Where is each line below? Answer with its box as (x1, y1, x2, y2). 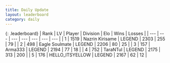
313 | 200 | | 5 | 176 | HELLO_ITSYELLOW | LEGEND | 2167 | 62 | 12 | (5, 52, 147, 58)
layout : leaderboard (5, 12, 49, 17)
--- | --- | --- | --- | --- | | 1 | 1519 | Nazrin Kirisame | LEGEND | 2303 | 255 (11, 36, 165, 42)
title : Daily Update (5, 7, 49, 13)
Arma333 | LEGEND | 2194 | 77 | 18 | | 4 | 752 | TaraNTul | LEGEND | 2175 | (5, 46, 161, 53)
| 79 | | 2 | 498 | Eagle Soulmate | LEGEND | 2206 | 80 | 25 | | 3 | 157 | (5, 41, 151, 47)
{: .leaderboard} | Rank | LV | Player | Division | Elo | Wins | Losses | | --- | (5, 31, 159, 37)
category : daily (5, 17, 40, 22)
